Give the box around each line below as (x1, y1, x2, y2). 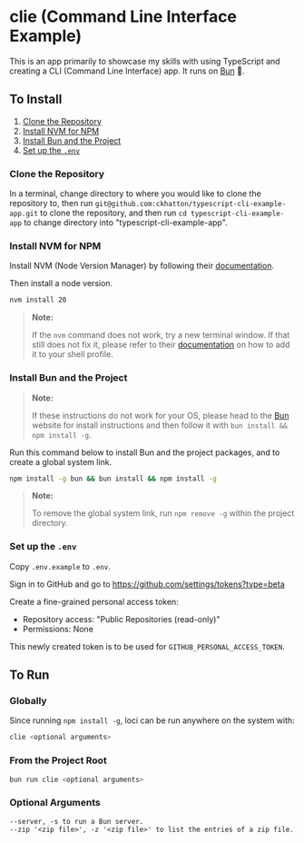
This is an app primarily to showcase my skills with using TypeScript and (9, 55, 280, 66)
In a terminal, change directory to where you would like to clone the (9, 188, 261, 199)
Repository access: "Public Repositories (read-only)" (22, 613, 221, 624)
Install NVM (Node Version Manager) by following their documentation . (9, 261, 275, 272)
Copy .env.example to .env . (9, 560, 112, 571)
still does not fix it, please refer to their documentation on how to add (31, 339, 290, 351)
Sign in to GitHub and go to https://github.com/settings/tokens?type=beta (9, 579, 285, 590)
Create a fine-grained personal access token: (9, 596, 179, 607)
